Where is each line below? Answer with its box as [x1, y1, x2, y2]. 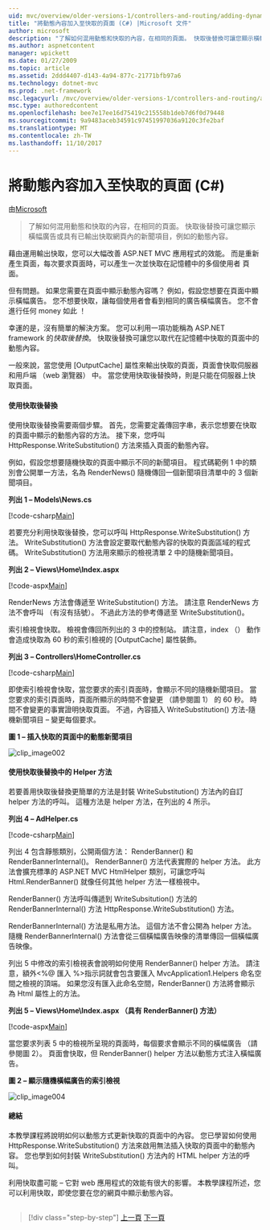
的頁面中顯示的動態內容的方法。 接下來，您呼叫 [8, 430, 166, 440]
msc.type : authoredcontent [8, 101, 99, 110]
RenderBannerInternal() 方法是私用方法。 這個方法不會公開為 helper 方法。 [8, 921, 256, 930]
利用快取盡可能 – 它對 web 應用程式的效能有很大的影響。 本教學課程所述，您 [8, 1178, 261, 1188]
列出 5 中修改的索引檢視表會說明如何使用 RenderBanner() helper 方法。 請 [8, 958, 253, 967]
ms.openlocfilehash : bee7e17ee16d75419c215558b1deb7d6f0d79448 [8, 110, 225, 118]
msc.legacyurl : [8, 94, 59, 102]
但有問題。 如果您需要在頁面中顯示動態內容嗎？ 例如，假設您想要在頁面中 [8, 286, 252, 296]
